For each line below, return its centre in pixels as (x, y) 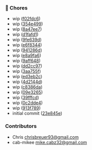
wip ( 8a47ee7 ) (27, 29)
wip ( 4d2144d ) (27, 82)
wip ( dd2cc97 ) (27, 66)
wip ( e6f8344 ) (27, 45)
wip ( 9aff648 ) (26, 61)
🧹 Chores (17, 8)
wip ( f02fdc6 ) (26, 19)
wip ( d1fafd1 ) (25, 35)
